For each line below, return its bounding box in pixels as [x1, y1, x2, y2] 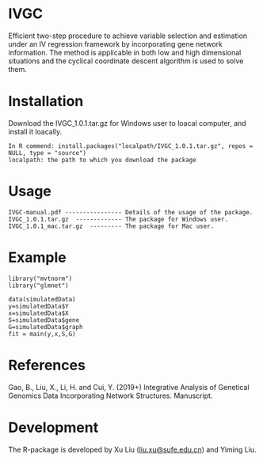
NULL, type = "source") [8, 149, 87, 157]
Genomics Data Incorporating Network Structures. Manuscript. [8, 391, 213, 400]
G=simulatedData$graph [8, 323, 83, 331]
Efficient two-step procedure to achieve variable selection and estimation [8, 31, 248, 40]
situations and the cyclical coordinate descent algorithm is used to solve [8, 56, 244, 66]
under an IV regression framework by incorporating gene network [8, 39, 223, 48]
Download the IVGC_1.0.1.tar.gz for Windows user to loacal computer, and [8, 118, 247, 127]
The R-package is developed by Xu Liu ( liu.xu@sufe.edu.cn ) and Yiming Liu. [8, 445, 257, 454]
